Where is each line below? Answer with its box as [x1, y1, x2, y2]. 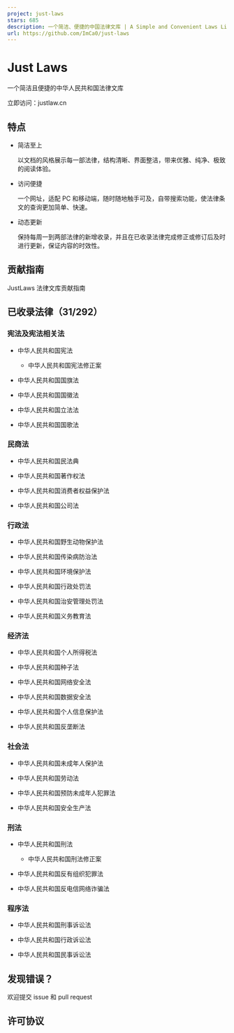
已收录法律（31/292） [7, 306, 103, 318]
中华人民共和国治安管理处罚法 [17, 597, 103, 605]
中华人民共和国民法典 [17, 456, 79, 465]
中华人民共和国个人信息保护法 [17, 707, 103, 716]
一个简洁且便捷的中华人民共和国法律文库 [7, 84, 124, 92]
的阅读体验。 [17, 165, 54, 173]
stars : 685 [7, 17, 39, 24]
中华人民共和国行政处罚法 [17, 582, 92, 591]
